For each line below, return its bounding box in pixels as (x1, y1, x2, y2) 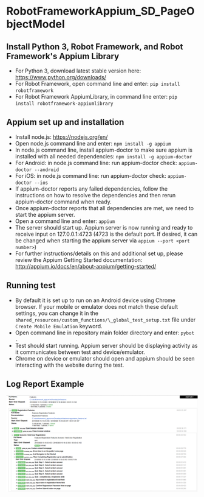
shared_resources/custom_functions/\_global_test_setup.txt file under (15, 315, 196, 323)
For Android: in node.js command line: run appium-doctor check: (15, 159, 177, 166)
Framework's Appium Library (6, 51, 120, 62)
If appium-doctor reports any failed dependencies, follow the (15, 185, 168, 192)
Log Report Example (6, 379, 84, 389)
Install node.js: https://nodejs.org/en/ (15, 133, 108, 141)
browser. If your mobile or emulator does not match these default (15, 303, 178, 310)
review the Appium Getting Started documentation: (15, 256, 143, 263)
